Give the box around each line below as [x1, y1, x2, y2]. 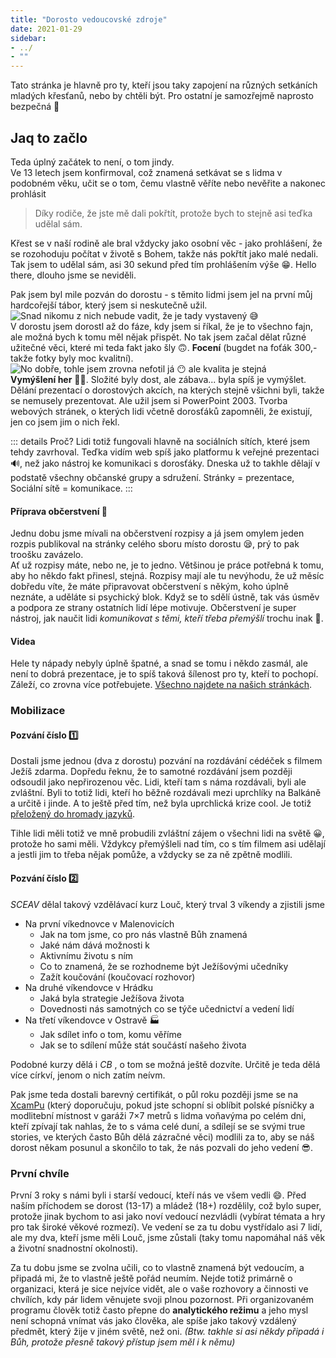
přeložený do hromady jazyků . [10, 808, 136, 820]
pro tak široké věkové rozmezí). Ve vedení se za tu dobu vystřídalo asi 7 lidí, [10, 1221, 323, 1233]
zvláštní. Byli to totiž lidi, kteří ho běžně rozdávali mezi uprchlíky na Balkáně [10, 787, 322, 799]
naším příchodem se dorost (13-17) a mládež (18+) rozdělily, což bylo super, [10, 1199, 322, 1211]
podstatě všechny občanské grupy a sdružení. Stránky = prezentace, [10, 471, 295, 483]
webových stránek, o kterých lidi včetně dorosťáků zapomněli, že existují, [10, 405, 313, 417]
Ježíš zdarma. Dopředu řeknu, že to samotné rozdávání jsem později [10, 766, 293, 778]
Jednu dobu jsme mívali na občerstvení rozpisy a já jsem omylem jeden [10, 527, 305, 540]
